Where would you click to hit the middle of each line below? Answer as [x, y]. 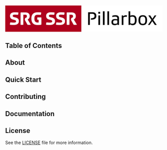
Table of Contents [34, 46]
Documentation [30, 114]
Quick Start [23, 80]
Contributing [25, 97]
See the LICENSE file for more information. [49, 142]
